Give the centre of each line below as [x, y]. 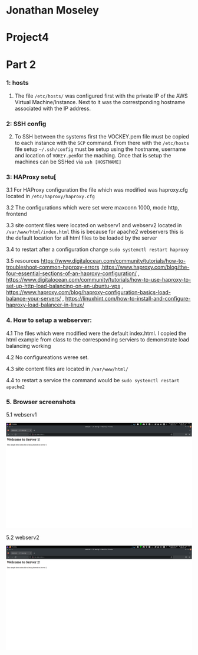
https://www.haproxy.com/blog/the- [146, 267]
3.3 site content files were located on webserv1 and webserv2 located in [94, 225]
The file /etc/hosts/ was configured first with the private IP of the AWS [101, 96]
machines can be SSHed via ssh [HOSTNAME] [68, 162]
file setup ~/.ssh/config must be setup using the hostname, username [100, 149]
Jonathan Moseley [52, 10]
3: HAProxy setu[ [31, 177]
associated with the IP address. [53, 108]
